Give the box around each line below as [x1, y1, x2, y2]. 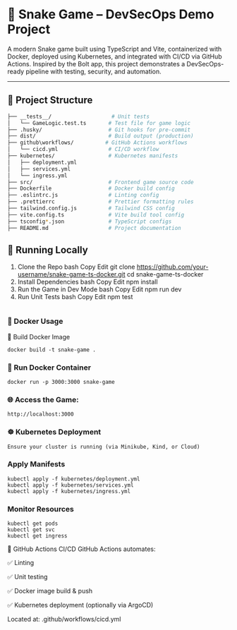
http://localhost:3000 [7, 411, 74, 418]
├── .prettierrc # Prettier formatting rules [7, 198, 194, 205]
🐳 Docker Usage [7, 317, 63, 327]
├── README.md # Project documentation [7, 224, 181, 231]
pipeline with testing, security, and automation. [25, 67, 162, 75]
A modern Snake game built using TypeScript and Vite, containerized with [7, 44, 222, 53]
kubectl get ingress [7, 533, 68, 540]
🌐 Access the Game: [7, 394, 79, 404]
